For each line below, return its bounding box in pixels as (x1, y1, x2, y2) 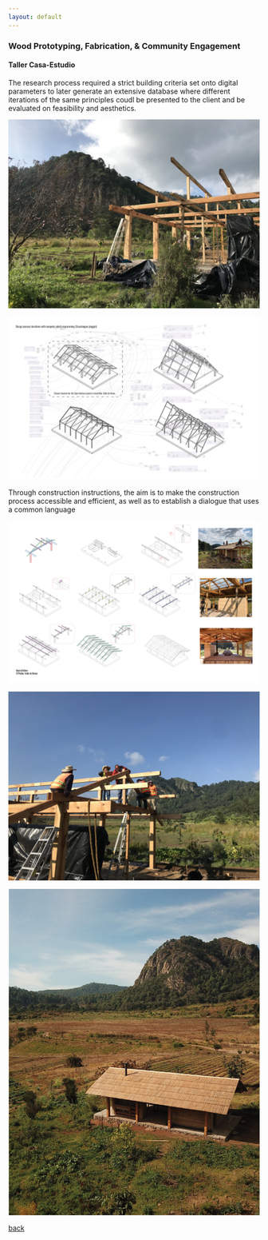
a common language (8, 504, 76, 514)
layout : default (8, 13, 62, 21)
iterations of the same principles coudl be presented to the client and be (8, 94, 246, 104)
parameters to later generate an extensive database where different (8, 86, 231, 96)
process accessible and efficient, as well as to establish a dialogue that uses (8, 496, 259, 505)
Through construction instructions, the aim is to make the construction (8, 488, 240, 497)
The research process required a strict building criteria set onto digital (8, 78, 238, 87)
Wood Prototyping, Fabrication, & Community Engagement (8, 40, 241, 51)
